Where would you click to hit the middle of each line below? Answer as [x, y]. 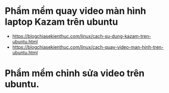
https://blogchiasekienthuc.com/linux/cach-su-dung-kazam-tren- [82, 36]
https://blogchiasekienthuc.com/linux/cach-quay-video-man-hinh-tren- [88, 47]
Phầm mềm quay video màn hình [76, 11]
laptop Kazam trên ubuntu [61, 22]
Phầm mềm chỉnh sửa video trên [75, 73]
